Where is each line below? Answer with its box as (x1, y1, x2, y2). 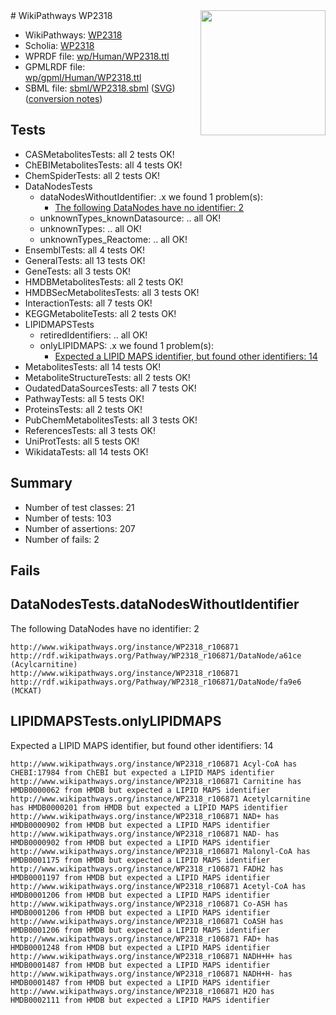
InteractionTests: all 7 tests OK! (24, 297, 153, 309)
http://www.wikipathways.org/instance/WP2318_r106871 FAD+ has (10, 934, 280, 944)
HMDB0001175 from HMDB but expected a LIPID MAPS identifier (10, 855, 271, 865)
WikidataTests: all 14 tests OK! (24, 445, 149, 458)
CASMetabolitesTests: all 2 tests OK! (24, 148, 175, 160)
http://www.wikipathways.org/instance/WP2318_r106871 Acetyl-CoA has (10, 881, 307, 891)
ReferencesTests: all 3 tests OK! (24, 424, 157, 436)
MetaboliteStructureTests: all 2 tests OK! (24, 371, 191, 383)
